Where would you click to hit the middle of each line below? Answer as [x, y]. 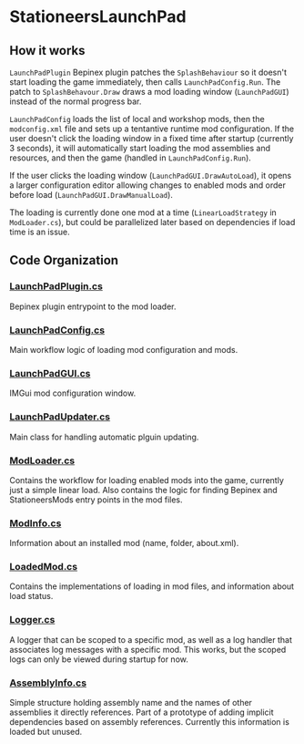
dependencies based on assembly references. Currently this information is [149, 722]
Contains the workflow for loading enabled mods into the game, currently [147, 480]
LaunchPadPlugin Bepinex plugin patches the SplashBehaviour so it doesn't [148, 72]
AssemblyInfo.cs [48, 683]
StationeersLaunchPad [98, 17]
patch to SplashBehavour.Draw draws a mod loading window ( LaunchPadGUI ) [149, 92]
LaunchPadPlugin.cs [56, 286]
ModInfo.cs [35, 523]
